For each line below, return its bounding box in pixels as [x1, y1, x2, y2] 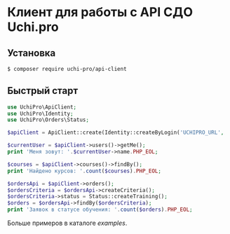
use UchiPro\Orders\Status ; [7, 116, 90, 123]
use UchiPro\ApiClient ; [7, 103, 77, 111]
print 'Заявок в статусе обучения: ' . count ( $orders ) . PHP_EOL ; [7, 206, 193, 214]
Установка [7, 47, 56, 59]
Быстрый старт [7, 85, 79, 97]
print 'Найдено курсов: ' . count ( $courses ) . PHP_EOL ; [7, 167, 161, 174]
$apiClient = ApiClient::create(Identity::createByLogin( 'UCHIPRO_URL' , [7, 129, 224, 137]
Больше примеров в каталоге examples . [7, 219, 128, 228]
